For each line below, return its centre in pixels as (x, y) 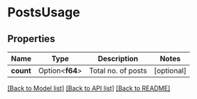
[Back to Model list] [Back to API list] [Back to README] (89, 88)
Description (118, 59)
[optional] (170, 71)
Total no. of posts (118, 71)
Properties (31, 39)
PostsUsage (44, 12)
